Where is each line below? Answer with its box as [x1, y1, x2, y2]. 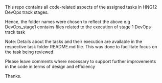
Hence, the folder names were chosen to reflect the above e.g [5, 19, 131, 24]
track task [5, 29, 25, 35]
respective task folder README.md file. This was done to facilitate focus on [5, 44, 158, 49]
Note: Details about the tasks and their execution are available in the [5, 39, 142, 44]
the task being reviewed [5, 49, 54, 55]
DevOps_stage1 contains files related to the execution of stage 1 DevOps [5, 24, 151, 30]
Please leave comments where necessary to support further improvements [5, 59, 156, 64]
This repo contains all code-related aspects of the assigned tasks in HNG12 [5, 4, 157, 10]
